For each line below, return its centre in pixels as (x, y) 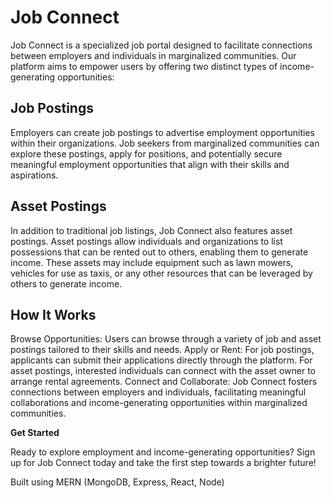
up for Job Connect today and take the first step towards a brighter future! (163, 463)
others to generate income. (66, 283)
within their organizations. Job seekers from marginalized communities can (165, 143)
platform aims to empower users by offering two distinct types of (144, 66)
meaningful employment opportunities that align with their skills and (150, 164)
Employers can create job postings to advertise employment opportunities (162, 132)
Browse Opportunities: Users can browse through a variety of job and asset (166, 339)
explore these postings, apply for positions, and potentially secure (146, 153)
